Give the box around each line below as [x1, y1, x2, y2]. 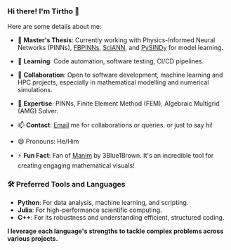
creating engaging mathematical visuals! [17, 161, 135, 170]
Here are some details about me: [7, 23, 102, 31]
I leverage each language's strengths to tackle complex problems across [7, 227, 224, 235]
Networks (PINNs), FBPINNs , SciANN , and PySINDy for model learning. [17, 44, 223, 52]
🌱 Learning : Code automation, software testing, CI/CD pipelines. [17, 57, 204, 65]
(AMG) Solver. [17, 107, 58, 115]
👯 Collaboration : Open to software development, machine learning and [17, 70, 223, 80]
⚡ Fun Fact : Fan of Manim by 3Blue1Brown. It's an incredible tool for [17, 151, 214, 160]
